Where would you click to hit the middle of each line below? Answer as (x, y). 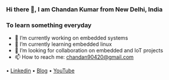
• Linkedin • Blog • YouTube (40, 71)
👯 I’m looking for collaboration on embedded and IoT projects (89, 51)
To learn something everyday (49, 25)
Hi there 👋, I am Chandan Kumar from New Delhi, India (84, 9)
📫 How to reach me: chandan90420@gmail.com (74, 57)
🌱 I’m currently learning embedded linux (63, 44)
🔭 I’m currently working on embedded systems (71, 38)
